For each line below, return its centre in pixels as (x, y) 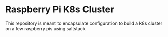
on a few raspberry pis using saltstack (45, 28)
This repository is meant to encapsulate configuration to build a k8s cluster (84, 23)
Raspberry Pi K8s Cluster (60, 9)
